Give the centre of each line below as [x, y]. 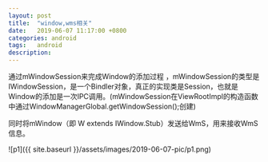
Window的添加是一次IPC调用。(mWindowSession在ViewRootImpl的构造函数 [133, 96]
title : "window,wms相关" [50, 23]
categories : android [43, 38]
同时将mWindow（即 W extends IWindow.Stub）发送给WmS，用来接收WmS [133, 123]
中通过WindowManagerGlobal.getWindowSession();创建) [102, 106]
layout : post [30, 16]
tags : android [35, 45]
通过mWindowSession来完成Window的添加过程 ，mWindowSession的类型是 [134, 76]
